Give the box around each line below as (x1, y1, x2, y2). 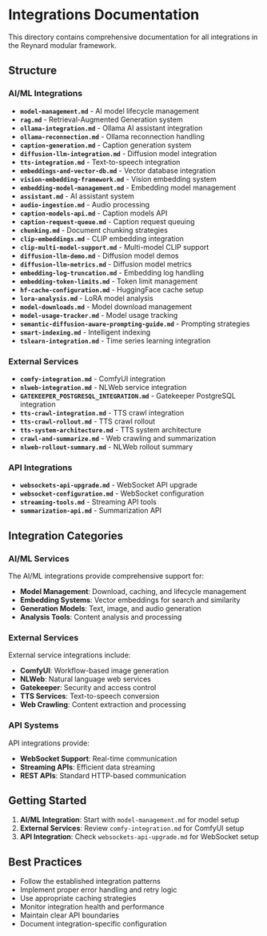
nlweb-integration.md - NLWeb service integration (19, 382, 187, 392)
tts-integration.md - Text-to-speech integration (19, 157, 181, 167)
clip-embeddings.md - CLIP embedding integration (19, 234, 184, 243)
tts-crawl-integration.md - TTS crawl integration (19, 408, 185, 417)
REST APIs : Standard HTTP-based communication (19, 770, 186, 780)
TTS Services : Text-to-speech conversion (19, 691, 160, 701)
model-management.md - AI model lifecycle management (19, 106, 200, 115)
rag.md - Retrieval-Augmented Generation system (19, 114, 183, 124)
